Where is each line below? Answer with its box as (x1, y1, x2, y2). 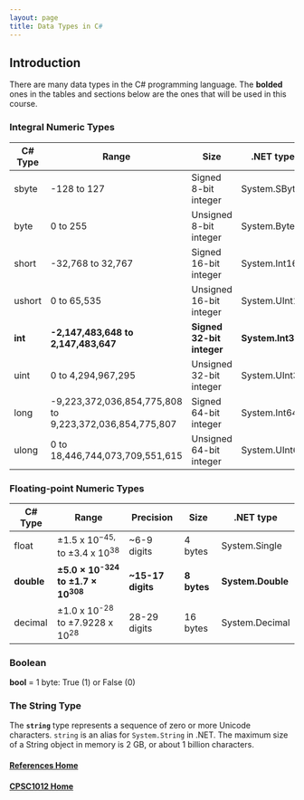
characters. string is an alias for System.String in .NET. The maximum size (9, 729, 289, 740)
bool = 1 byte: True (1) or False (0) (9, 677, 136, 688)
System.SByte (241, 182, 301, 195)
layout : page (9, 13, 59, 23)
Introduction (9, 55, 81, 71)
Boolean (9, 656, 47, 669)
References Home (9, 760, 79, 771)
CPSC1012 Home (9, 780, 74, 792)
